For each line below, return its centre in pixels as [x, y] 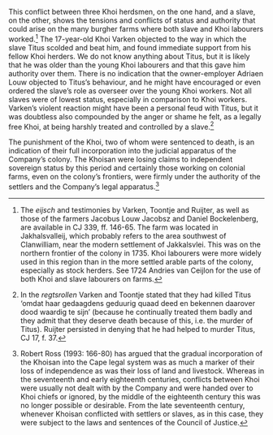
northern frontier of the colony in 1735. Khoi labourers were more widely [141, 253]
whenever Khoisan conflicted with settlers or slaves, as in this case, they [142, 414]
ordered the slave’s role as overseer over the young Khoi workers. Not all [130, 90]
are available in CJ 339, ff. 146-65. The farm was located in [119, 227]
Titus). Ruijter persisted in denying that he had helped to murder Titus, [138, 329]
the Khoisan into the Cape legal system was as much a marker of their [137, 362]
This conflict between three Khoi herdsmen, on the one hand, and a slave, [132, 12]
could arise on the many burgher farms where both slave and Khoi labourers [136, 29]
